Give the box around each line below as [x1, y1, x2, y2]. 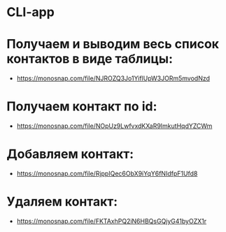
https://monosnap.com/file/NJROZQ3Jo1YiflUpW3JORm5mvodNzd [16, 74, 211, 82]
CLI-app [6, 4, 55, 20]
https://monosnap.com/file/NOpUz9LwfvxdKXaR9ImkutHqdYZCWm [16, 122, 213, 130]
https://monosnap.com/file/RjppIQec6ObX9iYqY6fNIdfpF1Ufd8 [16, 169, 198, 177]
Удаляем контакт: [6, 194, 118, 210]
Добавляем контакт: [6, 146, 134, 162]
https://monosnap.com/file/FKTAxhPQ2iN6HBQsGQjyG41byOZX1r [16, 217, 207, 225]
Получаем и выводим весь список [6, 36, 220, 52]
